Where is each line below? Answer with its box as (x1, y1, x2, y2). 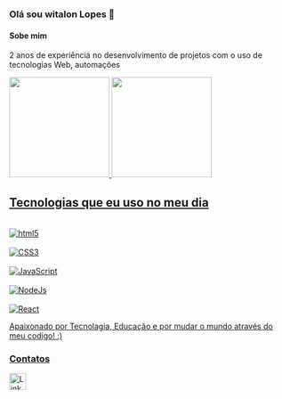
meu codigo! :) (9, 330, 63, 341)
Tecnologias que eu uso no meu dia (9, 195, 209, 210)
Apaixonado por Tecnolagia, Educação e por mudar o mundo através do (9, 321, 273, 331)
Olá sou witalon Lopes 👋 (9, 8, 116, 20)
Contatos (9, 352, 51, 364)
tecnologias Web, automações (9, 60, 121, 70)
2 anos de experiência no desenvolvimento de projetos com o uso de (9, 50, 262, 61)
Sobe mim (9, 30, 47, 41)
